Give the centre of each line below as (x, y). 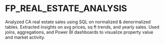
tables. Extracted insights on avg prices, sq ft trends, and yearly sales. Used (82, 27)
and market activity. (25, 37)
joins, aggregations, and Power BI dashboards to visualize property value (79, 32)
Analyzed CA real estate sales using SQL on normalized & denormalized (78, 22)
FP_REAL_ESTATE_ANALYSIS (66, 8)
